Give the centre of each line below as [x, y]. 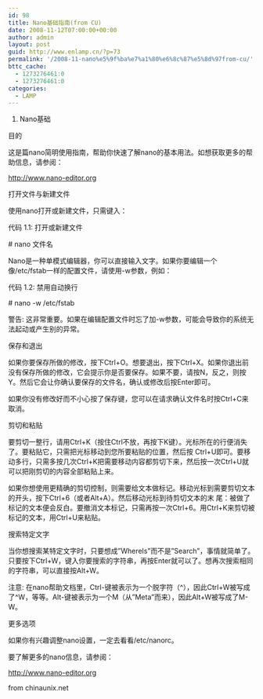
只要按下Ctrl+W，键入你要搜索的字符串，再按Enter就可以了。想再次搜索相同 [131, 561]
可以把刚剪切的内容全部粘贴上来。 [63, 471]
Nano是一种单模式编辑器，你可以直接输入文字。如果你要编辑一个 [113, 261]
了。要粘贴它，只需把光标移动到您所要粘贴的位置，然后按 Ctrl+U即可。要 [126, 452]
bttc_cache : [27, 67]
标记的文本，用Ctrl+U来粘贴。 [57, 518]
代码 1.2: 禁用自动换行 [43, 287]
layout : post [29, 45]
